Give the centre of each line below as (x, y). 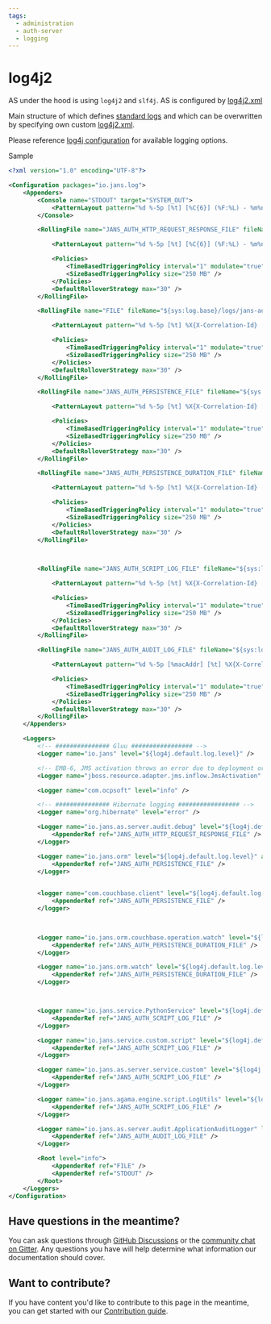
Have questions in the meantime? (94, 1221)
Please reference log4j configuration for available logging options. (118, 140)
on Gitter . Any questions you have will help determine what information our (132, 1249)
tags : (17, 16)
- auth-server (39, 31)
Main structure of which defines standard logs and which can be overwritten (135, 116)
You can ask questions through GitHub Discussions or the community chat (132, 1241)
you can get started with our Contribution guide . (88, 1311)
